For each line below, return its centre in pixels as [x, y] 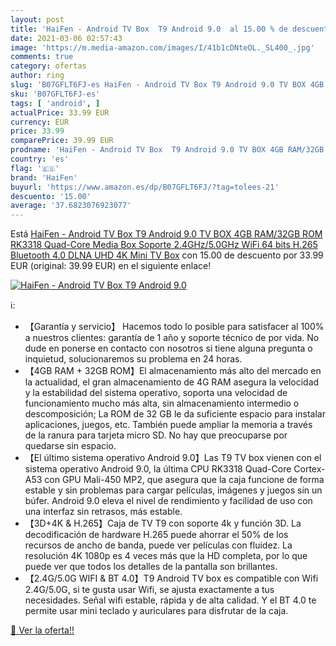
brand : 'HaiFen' [44, 177]
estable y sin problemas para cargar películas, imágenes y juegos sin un [173, 490]
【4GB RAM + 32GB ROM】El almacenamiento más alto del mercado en [173, 371]
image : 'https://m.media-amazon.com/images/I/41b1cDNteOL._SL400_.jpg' [162, 47]
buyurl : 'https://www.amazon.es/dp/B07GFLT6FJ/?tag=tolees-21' [145, 187]
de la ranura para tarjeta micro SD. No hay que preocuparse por [156, 435]
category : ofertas [48, 66]
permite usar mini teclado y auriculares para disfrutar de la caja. [156, 611]
